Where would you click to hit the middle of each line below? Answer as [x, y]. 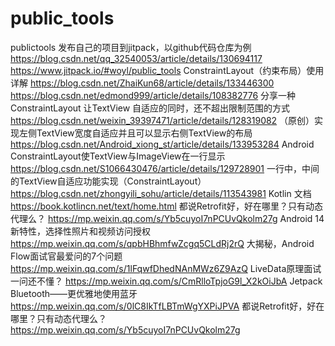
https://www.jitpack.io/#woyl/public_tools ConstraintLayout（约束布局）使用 [167, 70]
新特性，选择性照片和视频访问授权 [80, 231]
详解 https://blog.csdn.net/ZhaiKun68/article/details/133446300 [142, 83]
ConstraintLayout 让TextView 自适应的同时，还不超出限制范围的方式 [150, 108]
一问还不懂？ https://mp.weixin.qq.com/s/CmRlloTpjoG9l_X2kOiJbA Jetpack [166, 281]
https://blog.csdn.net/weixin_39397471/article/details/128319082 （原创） [162, 120]
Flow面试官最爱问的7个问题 [66, 256]
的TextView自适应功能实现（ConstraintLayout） [108, 181]
